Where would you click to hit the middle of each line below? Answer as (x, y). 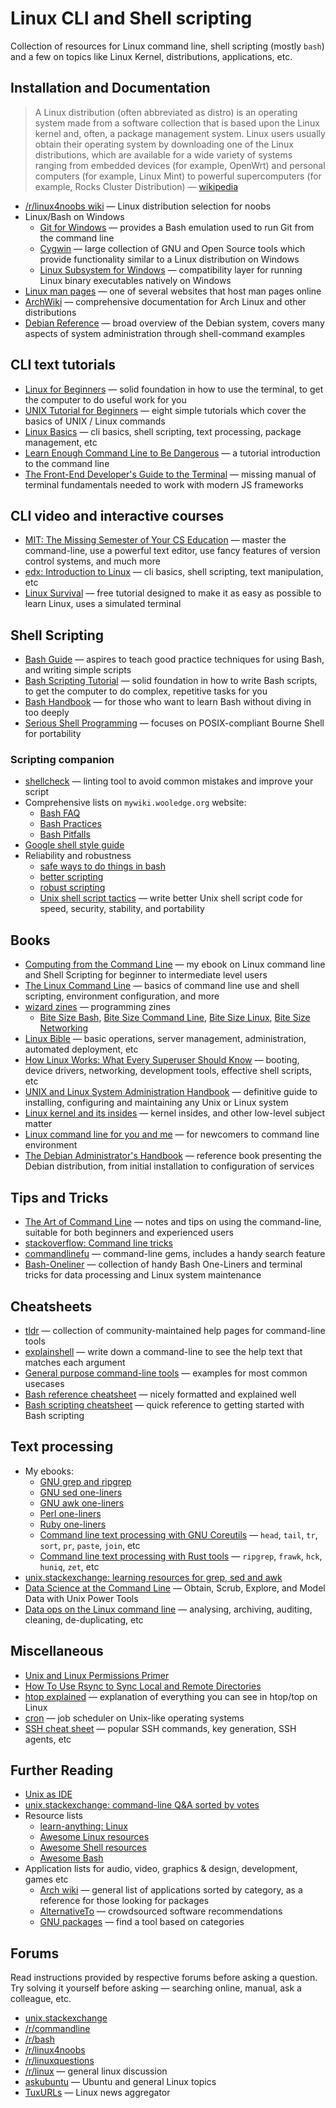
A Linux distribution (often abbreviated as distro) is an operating (166, 112)
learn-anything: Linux (83, 1826)
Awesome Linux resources (94, 1837)
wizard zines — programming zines (97, 1007)
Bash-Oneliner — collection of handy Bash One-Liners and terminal (163, 1264)
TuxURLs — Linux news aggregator (97, 2093)
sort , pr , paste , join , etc (90, 1545)
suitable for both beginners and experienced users (129, 1233)
